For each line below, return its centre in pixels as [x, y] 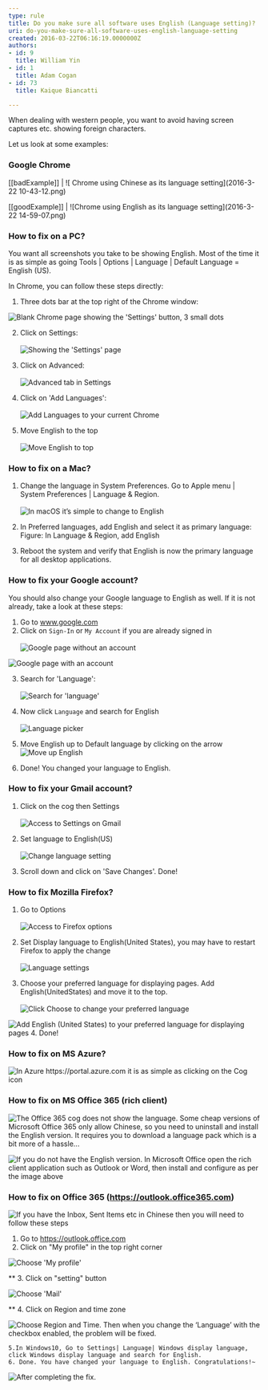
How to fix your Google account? [73, 580]
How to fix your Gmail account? [71, 789]
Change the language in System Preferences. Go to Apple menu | [128, 486]
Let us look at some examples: [58, 144]
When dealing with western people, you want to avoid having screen [121, 120]
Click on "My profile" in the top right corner [91, 1247]
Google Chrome [39, 165]
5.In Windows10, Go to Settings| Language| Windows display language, [128, 1348]
